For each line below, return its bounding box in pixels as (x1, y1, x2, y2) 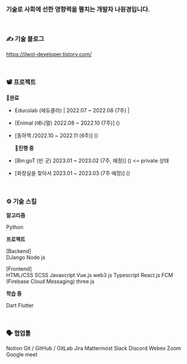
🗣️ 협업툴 (6, 329, 31, 337)
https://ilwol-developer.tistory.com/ (6, 50, 92, 57)
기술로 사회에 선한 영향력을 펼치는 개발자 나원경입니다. (6, 5, 150, 13)
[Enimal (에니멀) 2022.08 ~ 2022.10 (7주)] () (14, 119, 120, 126)
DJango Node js (6, 254, 45, 261)
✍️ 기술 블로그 (6, 35, 44, 43)
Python (6, 223, 24, 231)
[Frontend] (6, 265, 32, 272)
